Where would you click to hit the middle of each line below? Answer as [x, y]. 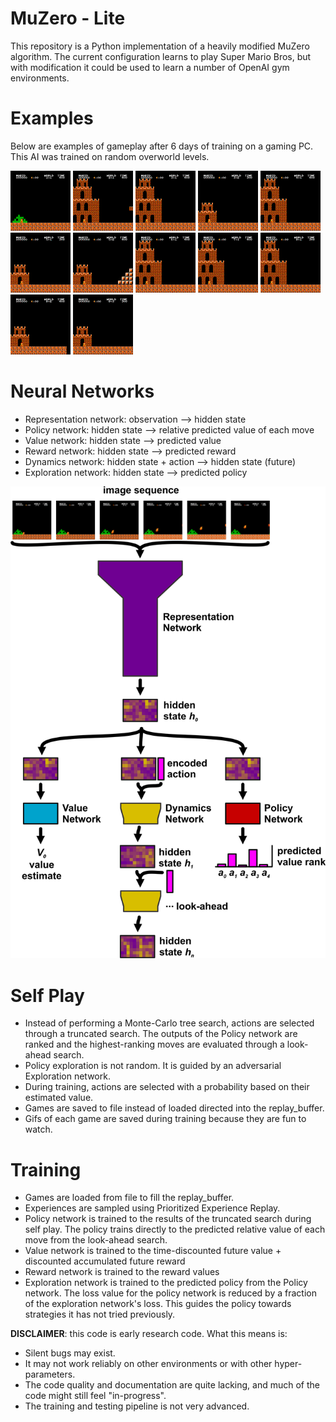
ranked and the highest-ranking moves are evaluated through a [154, 1044]
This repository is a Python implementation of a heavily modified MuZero [160, 46]
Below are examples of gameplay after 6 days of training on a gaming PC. [162, 146]
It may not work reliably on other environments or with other [148, 1364]
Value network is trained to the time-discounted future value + [153, 1251]
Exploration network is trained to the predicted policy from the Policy [166, 1283]
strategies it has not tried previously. [100, 1314]
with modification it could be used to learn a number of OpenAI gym [150, 67]
